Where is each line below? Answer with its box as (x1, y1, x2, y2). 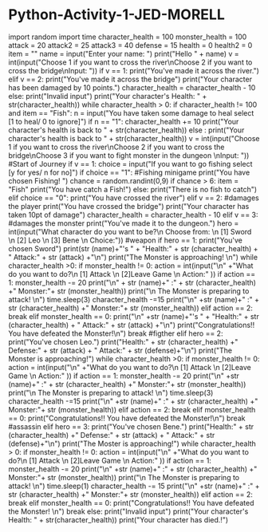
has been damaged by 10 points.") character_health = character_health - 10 (8, 82, 256, 93)
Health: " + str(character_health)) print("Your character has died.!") (8, 514, 229, 524)
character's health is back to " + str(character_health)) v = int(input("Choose (8, 133, 260, 143)
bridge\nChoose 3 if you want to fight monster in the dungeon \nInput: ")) (8, 150, 250, 160)
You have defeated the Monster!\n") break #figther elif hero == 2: (8, 329, 223, 338)
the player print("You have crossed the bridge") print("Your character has (8, 201, 250, 211)
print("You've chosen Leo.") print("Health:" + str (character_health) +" (8, 337, 238, 346)
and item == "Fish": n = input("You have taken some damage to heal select (8, 108, 254, 117)
